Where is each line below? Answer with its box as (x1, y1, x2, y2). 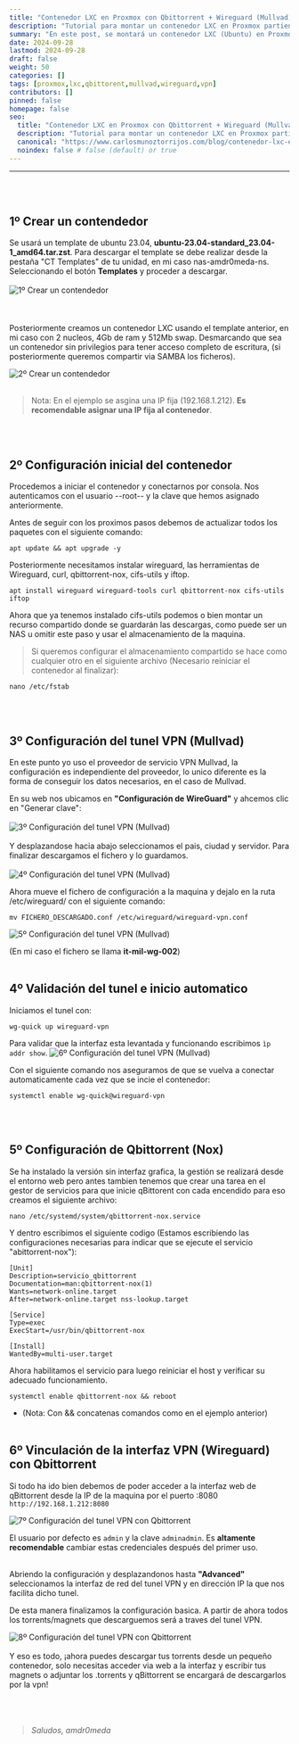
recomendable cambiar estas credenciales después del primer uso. (9, 1541, 258, 1552)
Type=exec (9, 1318, 46, 1327)
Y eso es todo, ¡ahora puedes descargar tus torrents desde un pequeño (9, 1650, 272, 1661)
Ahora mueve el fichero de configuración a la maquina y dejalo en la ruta (9, 887, 276, 897)
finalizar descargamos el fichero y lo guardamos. (9, 850, 189, 861)
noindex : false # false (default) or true (17, 145, 177, 154)
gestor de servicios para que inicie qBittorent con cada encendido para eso (9, 1185, 287, 1195)
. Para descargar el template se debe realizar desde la (69, 247, 269, 258)
